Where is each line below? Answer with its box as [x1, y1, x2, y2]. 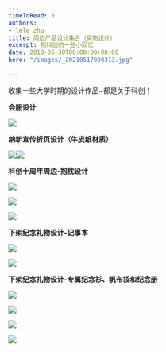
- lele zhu [8, 26, 44, 34]
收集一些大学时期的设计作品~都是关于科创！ [8, 85, 152, 95]
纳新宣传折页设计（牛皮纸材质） [8, 134, 113, 144]
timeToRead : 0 [8, 11, 56, 20]
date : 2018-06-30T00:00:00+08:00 [8, 48, 119, 56]
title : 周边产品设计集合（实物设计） [8, 33, 117, 42]
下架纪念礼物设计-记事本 [8, 227, 89, 237]
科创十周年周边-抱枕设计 [8, 166, 89, 176]
